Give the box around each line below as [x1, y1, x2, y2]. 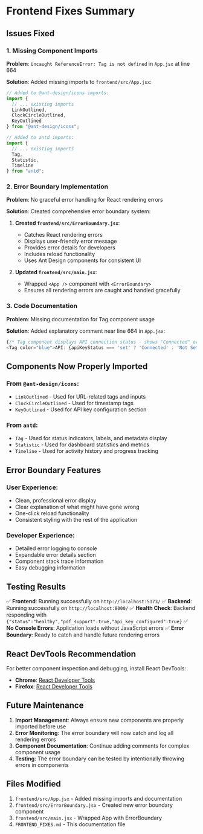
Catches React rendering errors [24, 231, 103, 239]
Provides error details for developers [24, 244, 116, 251]
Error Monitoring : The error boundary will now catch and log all [14, 729, 174, 736]
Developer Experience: [6, 531, 75, 540]
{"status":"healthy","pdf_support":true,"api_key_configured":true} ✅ [6, 618, 188, 625]
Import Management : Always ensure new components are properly [14, 716, 184, 723]
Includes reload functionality [24, 251, 95, 258]
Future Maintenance [6, 701, 84, 711]
